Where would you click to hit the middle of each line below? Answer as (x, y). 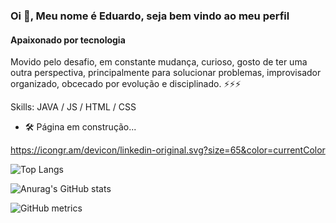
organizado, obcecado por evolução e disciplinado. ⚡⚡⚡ (126, 84)
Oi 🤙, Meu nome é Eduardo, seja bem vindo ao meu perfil (150, 16)
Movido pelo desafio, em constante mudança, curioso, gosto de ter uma (159, 62)
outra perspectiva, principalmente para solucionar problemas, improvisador (166, 73)
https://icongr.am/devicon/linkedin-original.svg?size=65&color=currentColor (168, 150)
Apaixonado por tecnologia (68, 40)
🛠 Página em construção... (80, 127)
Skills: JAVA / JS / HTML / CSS (73, 107)
